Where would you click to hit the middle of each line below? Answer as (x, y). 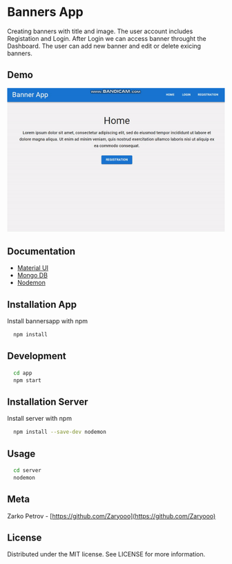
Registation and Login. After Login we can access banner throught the (107, 38)
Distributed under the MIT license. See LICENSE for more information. (106, 554)
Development (37, 356)
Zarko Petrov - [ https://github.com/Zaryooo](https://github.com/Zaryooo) (112, 516)
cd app (23, 373)
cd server (27, 470)
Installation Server (48, 402)
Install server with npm (40, 419)
